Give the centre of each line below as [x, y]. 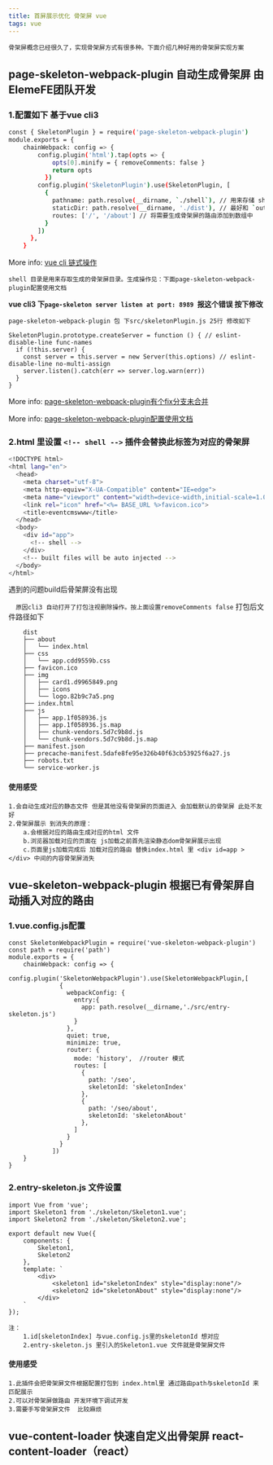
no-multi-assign [83, 364]
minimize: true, [94, 1043]
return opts [72, 170]
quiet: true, [89, 1036]
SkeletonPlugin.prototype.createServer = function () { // [110, 336]
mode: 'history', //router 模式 [129, 1059]
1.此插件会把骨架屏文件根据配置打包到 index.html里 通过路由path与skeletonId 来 [134, 1383]
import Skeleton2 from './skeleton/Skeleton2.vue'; [97, 1219]
